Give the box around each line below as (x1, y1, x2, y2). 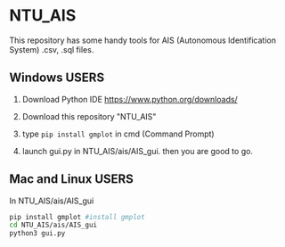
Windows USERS (9, 70, 105, 86)
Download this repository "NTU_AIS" (21, 111, 157, 121)
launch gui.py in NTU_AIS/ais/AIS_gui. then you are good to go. (21, 145, 254, 156)
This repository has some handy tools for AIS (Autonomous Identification (9, 35, 277, 45)
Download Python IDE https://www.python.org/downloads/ (21, 94, 238, 104)
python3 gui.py (9, 229, 66, 238)
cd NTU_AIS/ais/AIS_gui (9, 220, 98, 230)
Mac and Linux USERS (9, 171, 134, 187)
